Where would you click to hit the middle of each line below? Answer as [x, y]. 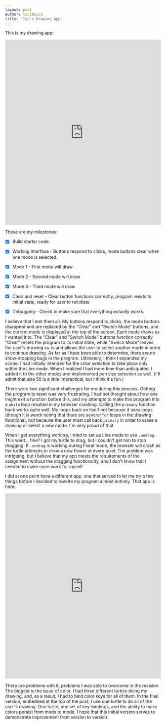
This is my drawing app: [30, 33]
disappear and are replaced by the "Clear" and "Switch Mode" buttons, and [82, 326]
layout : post [19, 10]
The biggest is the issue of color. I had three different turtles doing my [76, 691]
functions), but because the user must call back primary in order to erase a [81, 420]
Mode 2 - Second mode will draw [46, 277]
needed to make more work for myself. [44, 466]
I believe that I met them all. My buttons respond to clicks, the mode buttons [83, 321]
